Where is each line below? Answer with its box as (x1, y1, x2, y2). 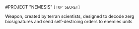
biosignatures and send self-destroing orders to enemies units (5, 19, 133, 24)
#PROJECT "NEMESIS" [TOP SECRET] (5, 4, 80, 10)
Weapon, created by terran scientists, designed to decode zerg (5, 14, 135, 19)
